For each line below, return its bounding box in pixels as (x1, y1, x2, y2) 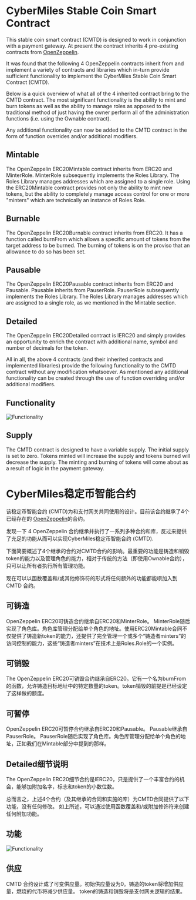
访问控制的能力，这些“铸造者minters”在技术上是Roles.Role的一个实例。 (6, 640, 178, 647)
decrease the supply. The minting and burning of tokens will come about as (6, 459, 189, 466)
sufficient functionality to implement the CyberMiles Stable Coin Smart (6, 72, 177, 79)
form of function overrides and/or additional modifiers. (6, 132, 138, 139)
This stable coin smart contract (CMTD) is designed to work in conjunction (6, 36, 187, 43)
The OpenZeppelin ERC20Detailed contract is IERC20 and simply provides (6, 332, 186, 339)
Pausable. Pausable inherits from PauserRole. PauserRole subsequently (6, 287, 179, 294)
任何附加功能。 (6, 810, 42, 817)
